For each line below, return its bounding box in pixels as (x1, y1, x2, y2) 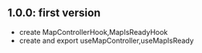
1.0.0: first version (7, 6, 101, 20)
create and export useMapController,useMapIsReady (18, 36, 194, 45)
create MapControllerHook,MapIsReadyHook (18, 27, 168, 36)
